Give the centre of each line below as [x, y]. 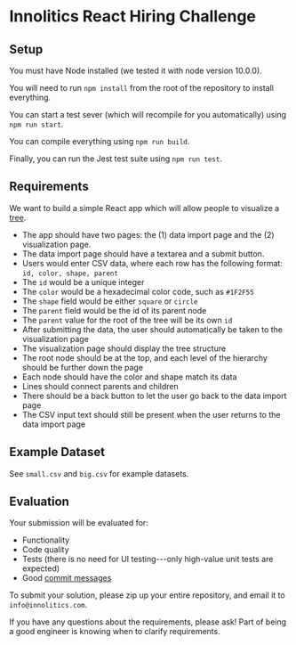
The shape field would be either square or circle [110, 301]
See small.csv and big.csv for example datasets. [99, 473]
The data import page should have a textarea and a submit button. [143, 253]
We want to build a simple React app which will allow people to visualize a [144, 208]
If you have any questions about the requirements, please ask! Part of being [148, 622]
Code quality [45, 550]
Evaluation [39, 502]
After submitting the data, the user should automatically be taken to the [152, 329]
